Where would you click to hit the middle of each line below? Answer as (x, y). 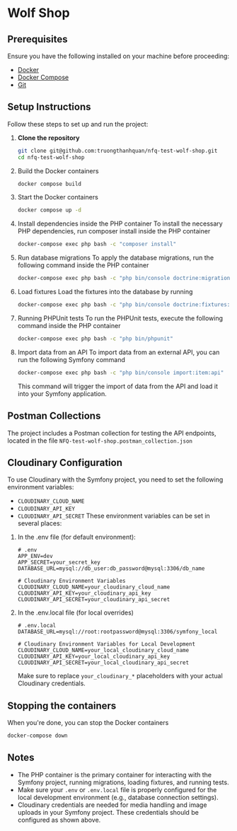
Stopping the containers (62, 705)
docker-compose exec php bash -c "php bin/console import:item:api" (121, 373)
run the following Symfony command (71, 359)
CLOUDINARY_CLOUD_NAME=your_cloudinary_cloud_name (94, 587)
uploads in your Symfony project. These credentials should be (108, 812)
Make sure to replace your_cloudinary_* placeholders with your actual (120, 676)
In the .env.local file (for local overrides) (76, 612)
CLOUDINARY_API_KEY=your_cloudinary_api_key (84, 593)
